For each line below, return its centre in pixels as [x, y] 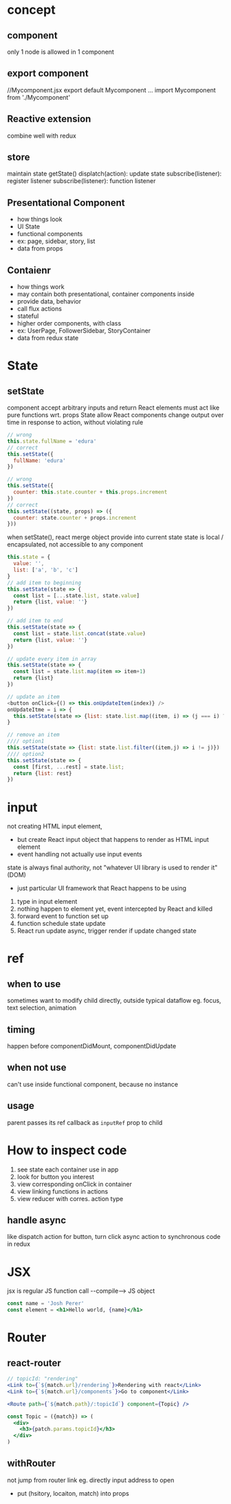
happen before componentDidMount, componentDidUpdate [92, 1046]
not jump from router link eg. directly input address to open [91, 1480]
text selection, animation [42, 1008]
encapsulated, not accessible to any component [75, 544]
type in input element [47, 902]
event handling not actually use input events [79, 854]
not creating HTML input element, [55, 826]
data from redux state [48, 338]
